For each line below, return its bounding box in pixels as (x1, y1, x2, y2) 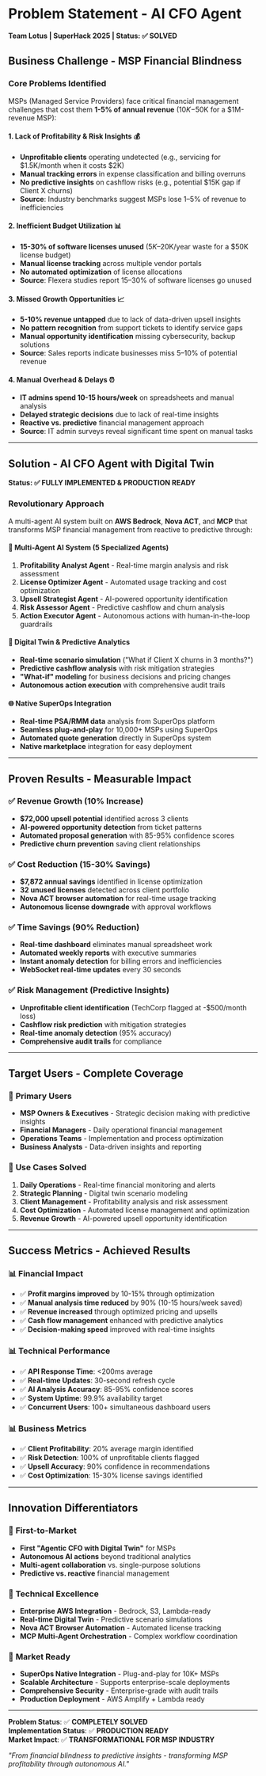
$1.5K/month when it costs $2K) (19, 160, 125, 170)
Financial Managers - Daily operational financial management (19, 1125, 223, 1135)
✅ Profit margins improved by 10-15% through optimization (19, 1289, 215, 1299)
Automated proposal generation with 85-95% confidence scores (19, 831, 235, 840)
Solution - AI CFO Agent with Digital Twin (8, 457, 215, 470)
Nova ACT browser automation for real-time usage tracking (19, 894, 217, 903)
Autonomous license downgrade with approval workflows (19, 902, 212, 911)
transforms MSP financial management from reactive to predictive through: (8, 524, 253, 534)
